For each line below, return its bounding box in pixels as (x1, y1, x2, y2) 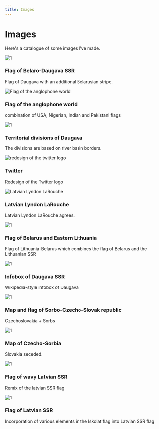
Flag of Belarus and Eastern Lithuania (5, 234, 97, 241)
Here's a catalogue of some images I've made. (5, 45, 100, 51)
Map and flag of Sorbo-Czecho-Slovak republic (5, 306, 122, 313)
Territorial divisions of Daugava (5, 134, 83, 141)
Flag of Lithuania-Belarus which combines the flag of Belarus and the (5, 246, 147, 252)
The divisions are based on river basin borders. (5, 145, 102, 151)
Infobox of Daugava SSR (5, 273, 65, 280)
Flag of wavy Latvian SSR (5, 373, 68, 380)
